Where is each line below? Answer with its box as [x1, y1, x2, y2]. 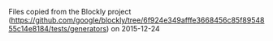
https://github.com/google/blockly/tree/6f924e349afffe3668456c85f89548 [11, 15, 265, 25]
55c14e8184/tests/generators [8, 24, 107, 33]
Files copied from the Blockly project [8, 7, 132, 16]
